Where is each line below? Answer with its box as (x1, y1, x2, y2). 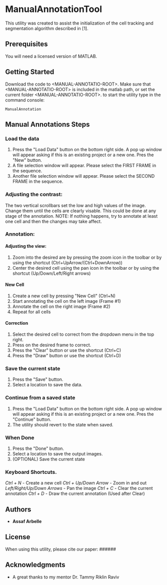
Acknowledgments (5, 560, 66, 569)
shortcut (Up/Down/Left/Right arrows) (12, 270, 91, 276)
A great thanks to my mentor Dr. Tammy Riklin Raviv (12, 574, 119, 580)
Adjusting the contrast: (5, 191, 62, 198)
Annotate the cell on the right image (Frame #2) (12, 303, 111, 309)
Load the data (5, 135, 39, 142)
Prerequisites (5, 40, 48, 49)
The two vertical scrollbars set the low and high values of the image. (5, 202, 146, 208)
